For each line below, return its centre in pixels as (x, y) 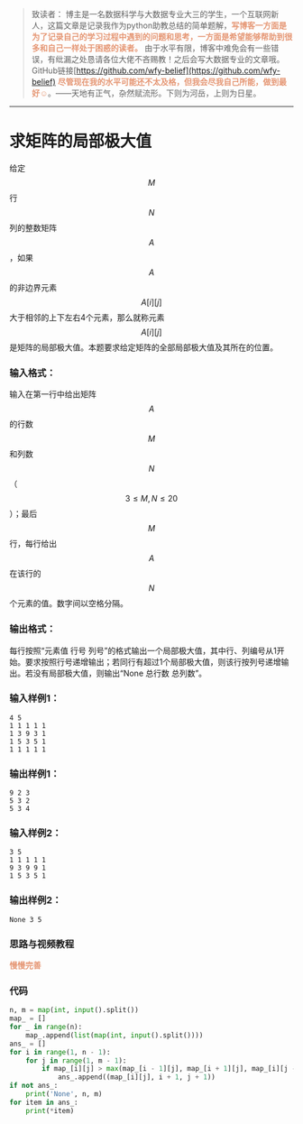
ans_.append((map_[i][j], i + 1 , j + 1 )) (137, 1077)
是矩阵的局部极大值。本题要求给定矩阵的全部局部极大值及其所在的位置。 (143, 347)
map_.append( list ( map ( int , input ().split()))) (115, 1035)
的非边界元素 (33, 287)
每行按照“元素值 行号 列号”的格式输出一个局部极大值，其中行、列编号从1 (143, 650)
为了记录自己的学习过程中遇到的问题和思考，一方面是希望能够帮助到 (158, 37)
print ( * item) (50, 1110)
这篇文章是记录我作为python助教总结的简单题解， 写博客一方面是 (167, 25)
